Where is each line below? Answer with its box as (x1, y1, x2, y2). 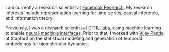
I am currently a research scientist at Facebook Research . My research (5, 5, 152, 10)
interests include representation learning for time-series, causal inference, (5, 10, 160, 16)
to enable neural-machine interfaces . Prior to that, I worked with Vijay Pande (5, 30, 164, 36)
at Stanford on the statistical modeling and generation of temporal (5, 35, 142, 41)
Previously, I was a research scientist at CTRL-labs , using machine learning (5, 25, 161, 31)
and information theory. (5, 15, 54, 21)
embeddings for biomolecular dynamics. (5, 41, 89, 47)
